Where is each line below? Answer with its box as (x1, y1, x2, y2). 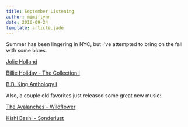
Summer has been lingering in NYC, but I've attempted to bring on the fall (6, 41, 183, 48)
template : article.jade (6, 24, 64, 31)
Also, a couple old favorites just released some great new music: (6, 92, 162, 99)
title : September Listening (6, 8, 75, 15)
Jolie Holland (6, 58, 38, 65)
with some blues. (6, 47, 47, 54)
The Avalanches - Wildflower (6, 103, 76, 111)
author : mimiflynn (6, 14, 51, 20)
